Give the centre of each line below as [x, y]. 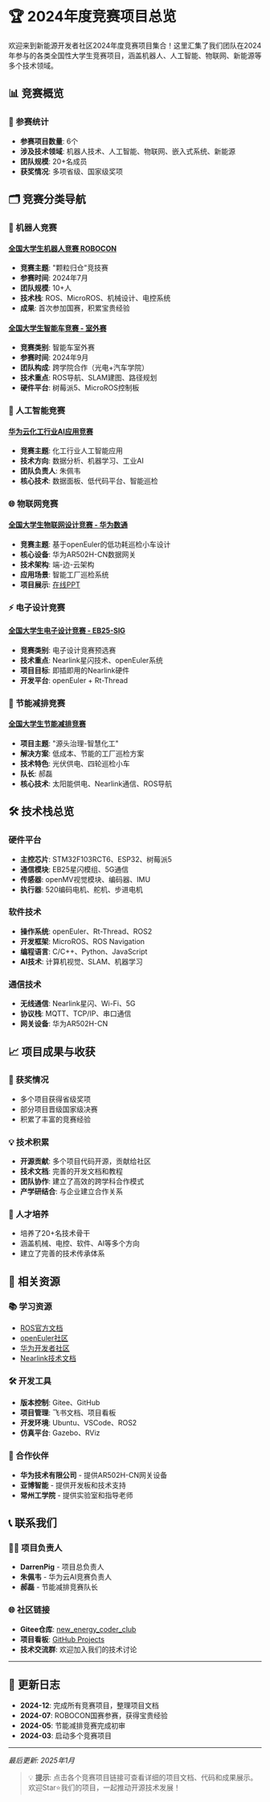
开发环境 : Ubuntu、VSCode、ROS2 [78, 1423]
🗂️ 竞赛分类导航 [47, 200]
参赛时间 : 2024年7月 [54, 278]
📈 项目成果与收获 [52, 1052]
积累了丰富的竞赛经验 [55, 1119]
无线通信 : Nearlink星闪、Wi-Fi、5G [78, 1004]
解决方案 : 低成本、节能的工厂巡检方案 [82, 753]
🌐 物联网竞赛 [33, 504]
